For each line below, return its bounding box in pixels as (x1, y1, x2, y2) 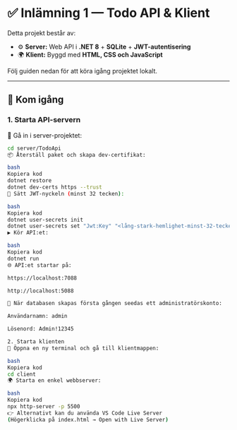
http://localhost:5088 (7, 287, 74, 294)
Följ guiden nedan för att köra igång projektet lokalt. (7, 66, 157, 75)
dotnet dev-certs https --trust (7, 184, 102, 191)
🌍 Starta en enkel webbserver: (7, 377, 102, 384)
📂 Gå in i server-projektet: (7, 131, 83, 139)
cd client (7, 371, 37, 378)
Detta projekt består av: (7, 28, 76, 37)
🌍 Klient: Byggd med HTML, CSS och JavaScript (17, 50, 164, 59)
